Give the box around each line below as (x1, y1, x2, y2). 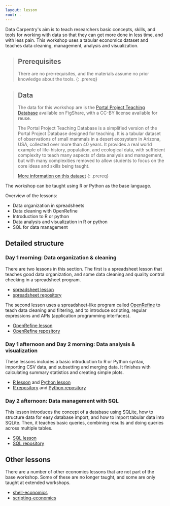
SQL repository (12, 440, 45, 446)
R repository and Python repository (12, 385, 86, 391)
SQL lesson (12, 435, 37, 441)
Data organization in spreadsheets (12, 202, 85, 209)
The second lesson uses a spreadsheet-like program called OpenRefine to (5, 302, 161, 308)
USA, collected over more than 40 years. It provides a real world (17, 141, 152, 148)
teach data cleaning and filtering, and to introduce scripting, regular (5, 307, 147, 313)
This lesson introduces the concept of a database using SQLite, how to (5, 409, 154, 415)
